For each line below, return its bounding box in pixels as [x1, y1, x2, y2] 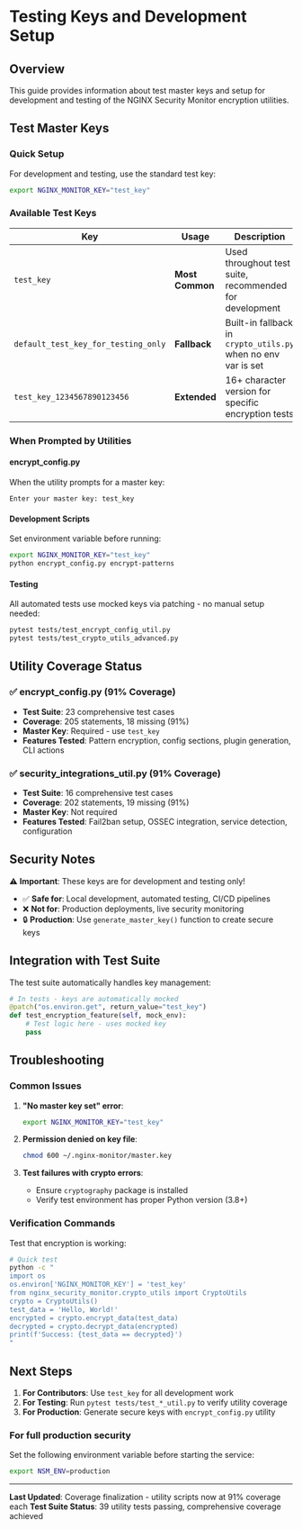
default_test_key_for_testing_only [13, 339, 166, 348]
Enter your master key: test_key [9, 493, 135, 503]
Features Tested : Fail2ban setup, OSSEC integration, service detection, [22, 816, 288, 827]
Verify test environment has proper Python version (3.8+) [35, 1195, 248, 1206]
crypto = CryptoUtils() [9, 1297, 99, 1306]
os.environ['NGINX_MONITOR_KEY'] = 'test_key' [9, 1280, 187, 1289]
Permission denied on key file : [22, 1134, 138, 1144]
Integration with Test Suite [9, 953, 161, 969]
